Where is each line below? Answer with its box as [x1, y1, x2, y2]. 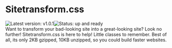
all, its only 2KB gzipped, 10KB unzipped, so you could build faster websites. [5, 37, 167, 43]
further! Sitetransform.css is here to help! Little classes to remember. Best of [5, 31, 167, 37]
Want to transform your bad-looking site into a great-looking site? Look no [5, 26, 162, 32]
